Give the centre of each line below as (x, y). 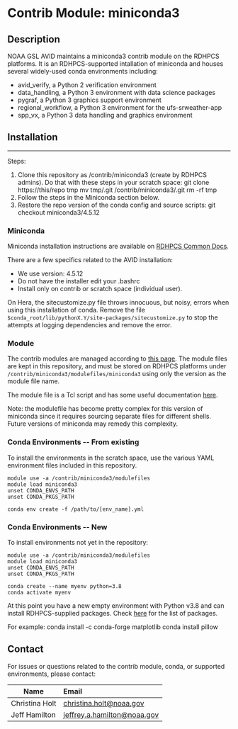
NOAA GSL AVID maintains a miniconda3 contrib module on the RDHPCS (113, 56)
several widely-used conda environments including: (83, 71)
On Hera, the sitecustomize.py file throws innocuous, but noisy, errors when (118, 303)
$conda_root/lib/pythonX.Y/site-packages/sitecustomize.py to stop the (113, 317)
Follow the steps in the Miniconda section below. (89, 197)
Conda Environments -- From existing (73, 442)
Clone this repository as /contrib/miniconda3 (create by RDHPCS (112, 174)
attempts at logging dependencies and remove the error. (90, 325)
